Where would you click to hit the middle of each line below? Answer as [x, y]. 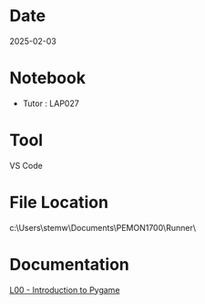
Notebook [48, 78]
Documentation [70, 264]
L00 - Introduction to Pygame [65, 289]
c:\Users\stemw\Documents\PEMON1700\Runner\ [102, 227]
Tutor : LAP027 [51, 103]
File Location [59, 203]
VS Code [26, 165]
